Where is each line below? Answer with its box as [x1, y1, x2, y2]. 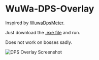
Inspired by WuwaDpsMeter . [5, 20, 65, 26]
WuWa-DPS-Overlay [5, 3, 94, 15]
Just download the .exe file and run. [5, 29, 80, 35]
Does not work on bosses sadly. [5, 39, 73, 45]
